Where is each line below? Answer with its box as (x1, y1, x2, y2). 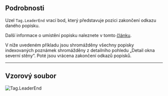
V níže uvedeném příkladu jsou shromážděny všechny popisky (5, 42, 134, 48)
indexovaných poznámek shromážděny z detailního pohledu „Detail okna (5, 47, 155, 53)
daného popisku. (5, 22, 40, 28)
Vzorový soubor (5, 72, 56, 80)
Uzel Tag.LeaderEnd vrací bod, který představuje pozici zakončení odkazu (5, 17, 156, 23)
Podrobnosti (5, 4, 44, 12)
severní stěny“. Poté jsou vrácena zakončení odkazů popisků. (5, 52, 131, 58)
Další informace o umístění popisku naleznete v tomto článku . (5, 32, 132, 38)
